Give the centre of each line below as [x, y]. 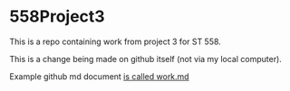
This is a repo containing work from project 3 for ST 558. [116, 41]
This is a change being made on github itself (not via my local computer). [146, 59]
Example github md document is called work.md [99, 76]
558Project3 [58, 17]
